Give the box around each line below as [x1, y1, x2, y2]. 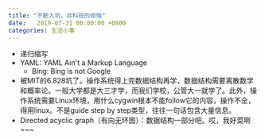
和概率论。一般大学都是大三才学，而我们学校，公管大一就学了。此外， [19, 86, 251, 95]
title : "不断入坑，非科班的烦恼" [8, 11, 106, 20]
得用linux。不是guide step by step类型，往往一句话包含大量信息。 [19, 106, 236, 115]
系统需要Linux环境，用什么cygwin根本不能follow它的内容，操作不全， [26, 96, 255, 106]
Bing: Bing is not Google [31, 67, 111, 76]
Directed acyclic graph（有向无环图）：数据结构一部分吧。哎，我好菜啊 [19, 116, 251, 125]
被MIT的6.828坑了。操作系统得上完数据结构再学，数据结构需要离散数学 [19, 76, 255, 86]
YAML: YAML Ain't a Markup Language [19, 58, 147, 68]
